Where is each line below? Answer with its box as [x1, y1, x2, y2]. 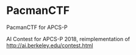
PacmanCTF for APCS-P [6, 24, 68, 31]
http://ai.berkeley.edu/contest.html [6, 42, 93, 49]
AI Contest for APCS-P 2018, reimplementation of [6, 35, 130, 42]
